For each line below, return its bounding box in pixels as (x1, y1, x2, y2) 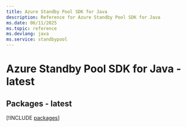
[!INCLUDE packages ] (6, 114, 60, 121)
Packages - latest (6, 98, 72, 109)
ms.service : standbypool (6, 36, 68, 42)
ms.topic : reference (6, 25, 58, 32)
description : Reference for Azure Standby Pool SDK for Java (6, 14, 161, 20)
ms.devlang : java (6, 31, 49, 37)
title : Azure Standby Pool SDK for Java (6, 8, 108, 15)
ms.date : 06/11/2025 (6, 20, 58, 26)
